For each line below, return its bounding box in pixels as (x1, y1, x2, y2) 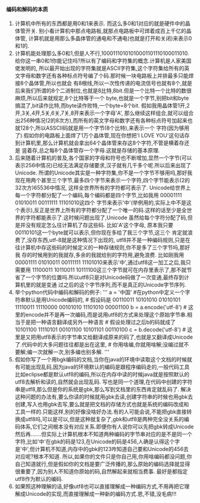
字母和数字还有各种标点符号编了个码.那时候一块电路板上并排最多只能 (20, 72, 189, 79)
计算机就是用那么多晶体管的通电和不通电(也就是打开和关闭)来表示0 (28, 35, 192, 42)
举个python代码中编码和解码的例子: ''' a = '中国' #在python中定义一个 (14, 289, 186, 296)
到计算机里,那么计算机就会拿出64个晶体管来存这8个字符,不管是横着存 (14, 139, 185, 146)
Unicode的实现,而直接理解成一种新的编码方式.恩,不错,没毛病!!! (25, 490, 177, 498)
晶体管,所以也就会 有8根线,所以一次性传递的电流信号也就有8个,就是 (29, 79, 192, 87)
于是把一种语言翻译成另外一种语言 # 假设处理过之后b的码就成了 (20, 318, 176, 326)
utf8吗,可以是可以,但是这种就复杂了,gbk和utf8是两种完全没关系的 (25, 416, 185, 423)
